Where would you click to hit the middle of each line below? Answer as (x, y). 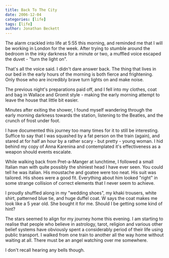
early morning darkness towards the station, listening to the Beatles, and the (84, 115)
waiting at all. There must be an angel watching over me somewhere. (77, 240)
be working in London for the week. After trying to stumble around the (78, 48)
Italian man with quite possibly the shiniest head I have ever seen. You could (84, 167)
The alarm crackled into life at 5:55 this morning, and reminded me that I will (84, 43)
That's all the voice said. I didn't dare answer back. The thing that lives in (81, 69)
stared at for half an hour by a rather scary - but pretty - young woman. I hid (84, 141)
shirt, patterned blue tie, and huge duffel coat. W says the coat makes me (81, 198)
